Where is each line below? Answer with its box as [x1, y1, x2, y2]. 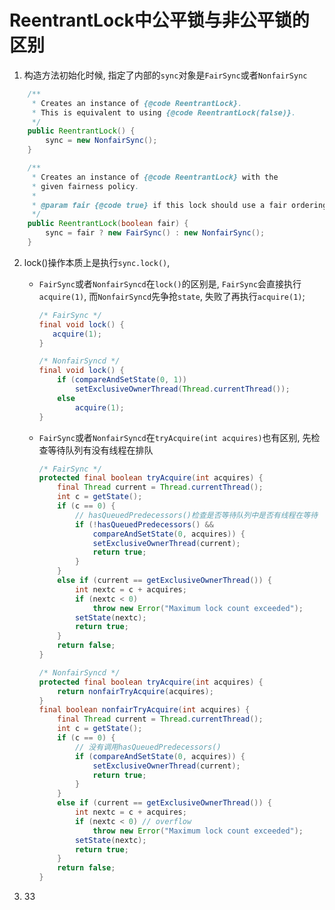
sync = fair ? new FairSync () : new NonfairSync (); [45, 228, 266, 238]
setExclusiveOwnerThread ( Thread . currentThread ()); [74, 384, 291, 395]
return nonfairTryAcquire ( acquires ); [57, 686, 214, 696]
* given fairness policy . [31, 181, 140, 191]
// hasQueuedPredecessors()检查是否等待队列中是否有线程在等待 [74, 510, 319, 520]
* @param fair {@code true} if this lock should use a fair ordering [31, 200, 328, 210]
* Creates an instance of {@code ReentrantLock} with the [31, 172, 279, 182]
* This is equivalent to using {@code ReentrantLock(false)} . [31, 107, 297, 118]
